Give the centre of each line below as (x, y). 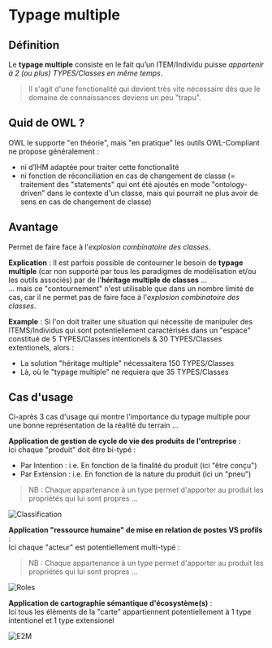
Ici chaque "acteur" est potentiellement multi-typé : (94, 547)
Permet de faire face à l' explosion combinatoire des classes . (110, 246)
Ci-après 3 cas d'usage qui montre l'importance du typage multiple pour (130, 417)
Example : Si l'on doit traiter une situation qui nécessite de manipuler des (131, 321)
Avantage (33, 227)
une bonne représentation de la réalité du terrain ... (93, 425)
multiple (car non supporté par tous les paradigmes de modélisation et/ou (132, 271)
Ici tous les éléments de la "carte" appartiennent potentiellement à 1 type (130, 612)
